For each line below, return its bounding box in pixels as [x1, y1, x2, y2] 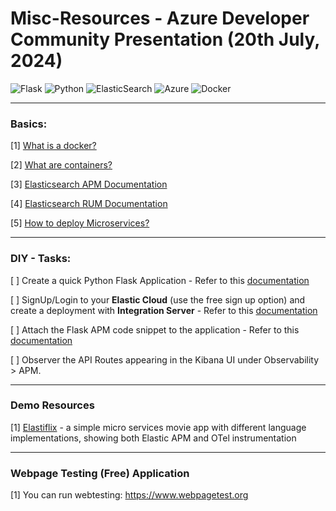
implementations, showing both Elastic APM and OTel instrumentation [10, 432, 297, 444]
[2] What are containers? [10, 159, 113, 171]
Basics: [10, 117, 48, 131]
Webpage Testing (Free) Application [10, 466, 190, 480]
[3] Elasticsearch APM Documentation [10, 178, 168, 191]
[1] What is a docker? [10, 140, 97, 152]
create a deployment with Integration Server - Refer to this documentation [10, 304, 318, 316]
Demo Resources [10, 398, 95, 412]
